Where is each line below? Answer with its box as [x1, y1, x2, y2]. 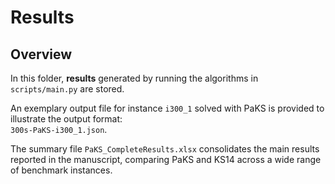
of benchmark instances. [10, 164, 113, 176]
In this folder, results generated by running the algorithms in [10, 72, 259, 84]
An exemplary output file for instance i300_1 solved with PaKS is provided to [10, 102, 325, 114]
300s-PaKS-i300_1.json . [10, 124, 108, 135]
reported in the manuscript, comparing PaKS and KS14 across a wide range [10, 154, 322, 165]
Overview [10, 46, 73, 63]
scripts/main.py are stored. [10, 83, 125, 95]
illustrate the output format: [10, 113, 123, 125]
